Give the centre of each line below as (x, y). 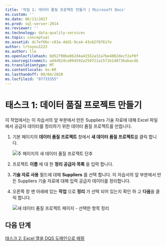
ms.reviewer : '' (22, 28)
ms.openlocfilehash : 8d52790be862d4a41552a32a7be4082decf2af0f (72, 56)
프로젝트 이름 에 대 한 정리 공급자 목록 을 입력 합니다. (63, 164)
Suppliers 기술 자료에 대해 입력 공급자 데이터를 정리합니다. (74, 181)
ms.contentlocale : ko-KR (31, 70)
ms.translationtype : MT (30, 65)
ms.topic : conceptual (28, 38)
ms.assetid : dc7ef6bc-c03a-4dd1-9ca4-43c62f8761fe (58, 42)
